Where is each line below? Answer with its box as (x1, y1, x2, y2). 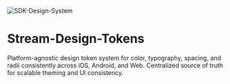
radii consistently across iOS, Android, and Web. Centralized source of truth (7, 61, 224, 69)
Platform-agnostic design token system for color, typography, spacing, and (7, 53, 222, 62)
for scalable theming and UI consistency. (7, 68, 124, 76)
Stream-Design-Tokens (7, 31, 145, 47)
